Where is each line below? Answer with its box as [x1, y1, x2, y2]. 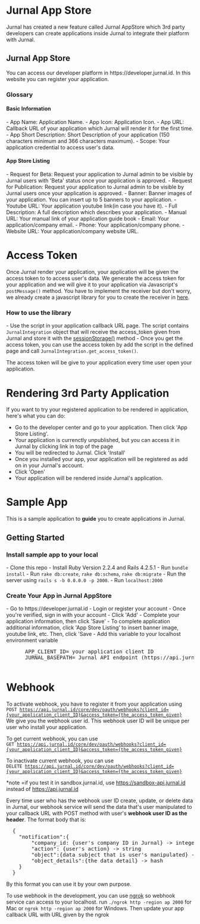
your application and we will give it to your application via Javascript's [6, 281, 178, 288]
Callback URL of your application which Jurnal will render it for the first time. [6, 125, 193, 132]
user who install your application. [6, 724, 87, 731]
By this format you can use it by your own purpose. [6, 880, 132, 888]
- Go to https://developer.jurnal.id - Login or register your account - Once [6, 605, 186, 612]
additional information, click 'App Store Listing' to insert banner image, [6, 624, 179, 631]
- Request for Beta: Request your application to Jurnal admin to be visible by [6, 171, 193, 178]
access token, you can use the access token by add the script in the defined [6, 341, 193, 348]
